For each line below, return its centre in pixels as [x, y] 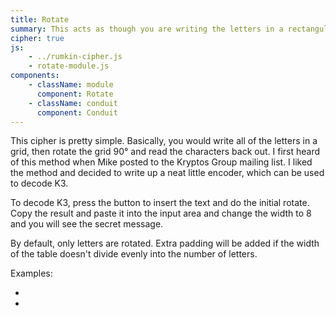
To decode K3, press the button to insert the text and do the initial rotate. [160, 203]
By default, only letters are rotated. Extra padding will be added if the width [165, 243]
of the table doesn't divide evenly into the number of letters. [134, 254]
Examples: [31, 273]
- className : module [71, 85]
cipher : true [37, 38]
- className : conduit [73, 103]
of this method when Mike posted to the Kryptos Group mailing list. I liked [161, 162]
